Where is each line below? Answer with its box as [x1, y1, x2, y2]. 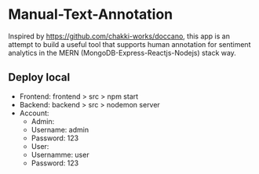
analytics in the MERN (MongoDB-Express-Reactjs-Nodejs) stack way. [8, 48, 237, 57]
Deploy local [8, 71, 71, 84]
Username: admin [31, 125, 89, 134]
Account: [19, 108, 49, 118]
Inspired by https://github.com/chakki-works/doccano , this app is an [8, 31, 230, 41]
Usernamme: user [31, 150, 89, 159]
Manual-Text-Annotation [8, 5, 173, 24]
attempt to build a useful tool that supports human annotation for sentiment [8, 39, 251, 49]
